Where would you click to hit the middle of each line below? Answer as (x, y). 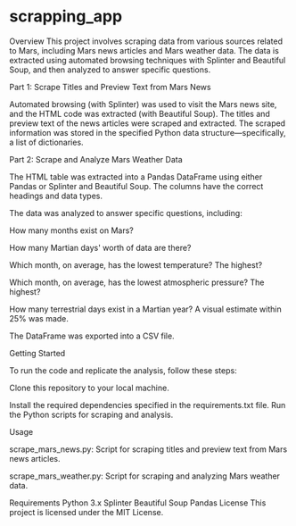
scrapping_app (66, 17)
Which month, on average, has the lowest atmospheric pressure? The (137, 282)
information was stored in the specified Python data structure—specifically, (148, 132)
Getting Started (37, 353)
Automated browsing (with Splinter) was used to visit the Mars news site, (143, 104)
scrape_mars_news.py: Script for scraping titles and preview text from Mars (148, 449)
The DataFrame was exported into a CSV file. (92, 336)
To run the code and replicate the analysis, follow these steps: (123, 370)
